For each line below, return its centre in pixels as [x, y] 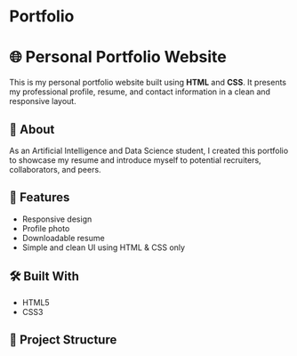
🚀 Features [40, 198]
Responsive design [57, 219]
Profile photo [46, 228]
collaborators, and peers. [55, 169]
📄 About [32, 129]
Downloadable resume [63, 238]
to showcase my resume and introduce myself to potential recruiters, [135, 160]
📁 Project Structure [63, 340]
